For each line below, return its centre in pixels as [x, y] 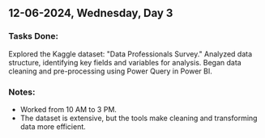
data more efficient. [53, 126]
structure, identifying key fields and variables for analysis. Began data [125, 62]
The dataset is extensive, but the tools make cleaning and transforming [139, 118]
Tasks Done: [34, 36]
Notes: [22, 92]
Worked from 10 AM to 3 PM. [68, 109]
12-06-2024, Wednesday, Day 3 [91, 13]
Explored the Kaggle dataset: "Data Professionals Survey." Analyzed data [130, 54]
